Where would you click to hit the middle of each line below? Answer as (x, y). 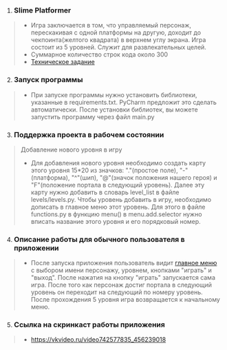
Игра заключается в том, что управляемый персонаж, (111, 25)
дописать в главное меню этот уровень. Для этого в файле (118, 207)
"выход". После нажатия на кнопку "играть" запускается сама (123, 278)
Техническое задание (63, 62)
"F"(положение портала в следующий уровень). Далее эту (118, 185)
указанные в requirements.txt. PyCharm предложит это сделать (123, 102)
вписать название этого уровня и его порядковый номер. (116, 221)
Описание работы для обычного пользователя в (99, 239)
